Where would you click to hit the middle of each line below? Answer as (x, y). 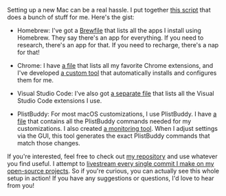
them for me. (35, 80)
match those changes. (48, 143)
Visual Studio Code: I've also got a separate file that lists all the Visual (115, 93)
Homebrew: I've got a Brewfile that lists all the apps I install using (109, 30)
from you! (21, 185)
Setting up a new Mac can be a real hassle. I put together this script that (109, 10)
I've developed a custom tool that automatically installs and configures (117, 73)
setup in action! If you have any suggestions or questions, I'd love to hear (111, 178)
